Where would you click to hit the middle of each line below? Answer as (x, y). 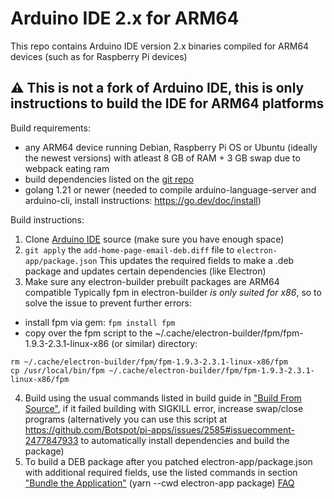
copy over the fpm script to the (88, 333)
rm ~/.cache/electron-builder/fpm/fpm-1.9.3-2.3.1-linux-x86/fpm (149, 362)
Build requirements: (50, 128)
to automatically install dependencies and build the (185, 440)
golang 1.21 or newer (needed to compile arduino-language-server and (170, 189)
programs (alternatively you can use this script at (126, 419)
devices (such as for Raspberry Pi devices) (99, 56)
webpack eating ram (67, 168)
